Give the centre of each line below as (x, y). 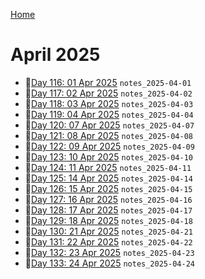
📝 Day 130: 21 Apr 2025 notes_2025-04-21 (109, 231)
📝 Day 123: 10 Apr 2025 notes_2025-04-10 (109, 156)
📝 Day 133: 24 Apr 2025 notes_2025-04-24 (109, 263)
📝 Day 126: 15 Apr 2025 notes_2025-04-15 (108, 188)
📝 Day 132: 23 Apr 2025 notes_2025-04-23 (109, 252)
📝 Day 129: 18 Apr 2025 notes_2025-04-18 (108, 220)
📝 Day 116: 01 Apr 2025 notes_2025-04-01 (108, 82)
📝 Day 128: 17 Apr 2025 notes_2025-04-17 (108, 210)
